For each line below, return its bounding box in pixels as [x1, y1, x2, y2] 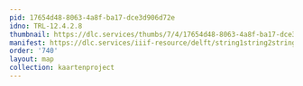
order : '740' [9, 47, 59, 56]
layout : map [9, 55, 54, 64]
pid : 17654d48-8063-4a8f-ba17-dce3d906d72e [9, 13, 176, 22]
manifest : [9, 38, 47, 47]
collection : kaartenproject [9, 64, 115, 73]
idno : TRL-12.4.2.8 [9, 21, 83, 30]
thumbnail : [9, 30, 50, 39]
